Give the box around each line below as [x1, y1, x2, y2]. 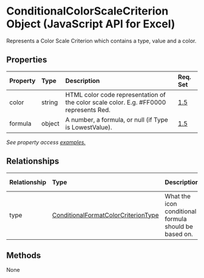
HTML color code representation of [65, 90, 166, 99]
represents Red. [65, 105, 111, 114]
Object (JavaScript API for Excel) [6, 17, 175, 31]
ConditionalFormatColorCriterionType [52, 211, 159, 219]
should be [165, 222, 193, 231]
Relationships [6, 156, 59, 167]
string [41, 98, 58, 107]
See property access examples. [6, 138, 86, 146]
